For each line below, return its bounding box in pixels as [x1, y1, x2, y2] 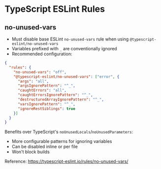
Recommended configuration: [11, 51, 72, 57]
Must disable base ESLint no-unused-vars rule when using [11, 36, 129, 42]
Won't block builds [11, 149, 50, 155]
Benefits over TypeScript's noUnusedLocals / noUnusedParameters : [4, 129, 133, 135]
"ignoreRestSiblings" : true [17, 106, 76, 111]
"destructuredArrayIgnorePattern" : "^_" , [17, 97, 104, 102]
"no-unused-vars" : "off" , [13, 69, 67, 74]
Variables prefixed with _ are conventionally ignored [11, 46, 117, 51]
